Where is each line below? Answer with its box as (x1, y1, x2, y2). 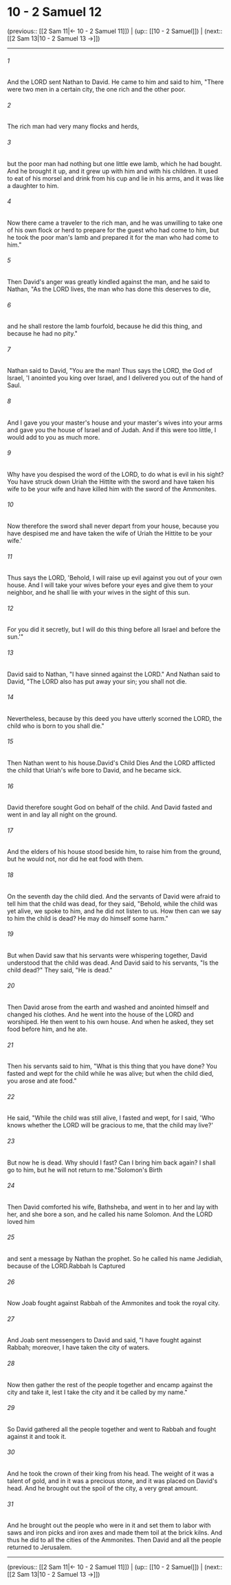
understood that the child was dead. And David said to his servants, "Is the (7, 959, 219, 967)
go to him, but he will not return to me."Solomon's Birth (7, 1165, 163, 1174)
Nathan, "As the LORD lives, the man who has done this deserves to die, (7, 285, 211, 293)
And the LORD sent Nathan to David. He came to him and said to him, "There (7, 78, 224, 86)
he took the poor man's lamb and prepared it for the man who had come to (7, 233, 219, 241)
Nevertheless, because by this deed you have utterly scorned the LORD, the (7, 714, 222, 722)
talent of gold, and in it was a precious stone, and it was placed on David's (7, 1477, 218, 1485)
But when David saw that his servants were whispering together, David (7, 951, 208, 959)
